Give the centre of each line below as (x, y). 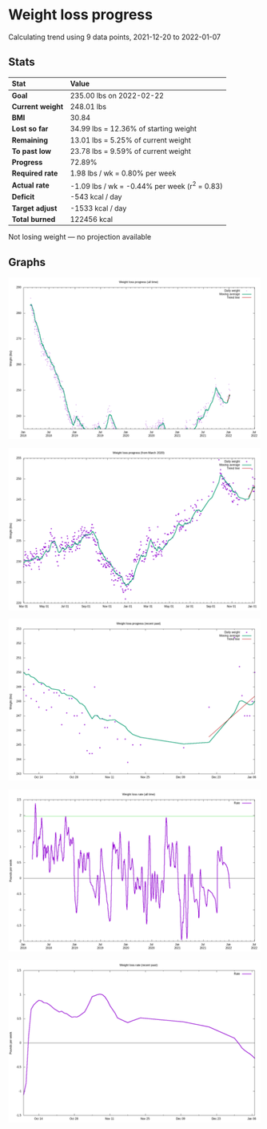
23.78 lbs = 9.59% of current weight (131, 151)
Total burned (34, 219)
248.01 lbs (88, 107)
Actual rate (30, 185)
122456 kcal (92, 219)
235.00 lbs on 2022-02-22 (117, 95)
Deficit (23, 197)
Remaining (30, 140)
